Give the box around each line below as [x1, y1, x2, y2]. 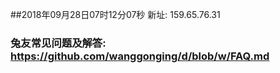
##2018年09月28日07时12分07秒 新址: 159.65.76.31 [10, 9, 221, 20]
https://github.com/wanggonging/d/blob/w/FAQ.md [10, 49, 270, 63]
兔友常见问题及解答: [10, 36, 107, 50]
